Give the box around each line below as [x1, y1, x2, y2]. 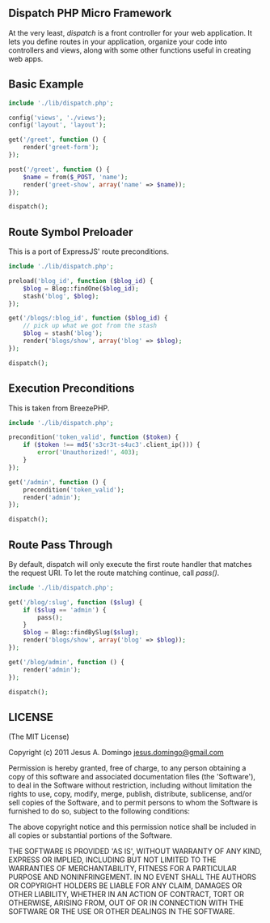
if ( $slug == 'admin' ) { [23, 606, 107, 614]
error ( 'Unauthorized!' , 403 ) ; [37, 449, 139, 457]
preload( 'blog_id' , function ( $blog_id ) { [8, 277, 154, 285]
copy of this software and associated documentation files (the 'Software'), [8, 772, 256, 782]
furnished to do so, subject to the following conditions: [8, 806, 190, 816]
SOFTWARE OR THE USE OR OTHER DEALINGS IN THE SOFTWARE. [8, 907, 235, 917]
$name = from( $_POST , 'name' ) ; [23, 173, 129, 181]
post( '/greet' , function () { [8, 165, 111, 174]
